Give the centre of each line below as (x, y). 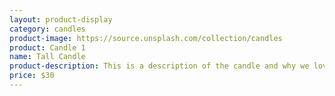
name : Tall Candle (47, 57)
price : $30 (32, 76)
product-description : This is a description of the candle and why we (159, 66)
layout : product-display (61, 19)
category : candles (47, 29)
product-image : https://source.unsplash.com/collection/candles (146, 38)
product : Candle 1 (47, 47)
